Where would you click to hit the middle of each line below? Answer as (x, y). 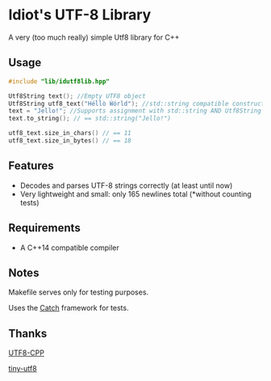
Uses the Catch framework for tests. (69, 308)
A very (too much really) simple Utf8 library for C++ (94, 37)
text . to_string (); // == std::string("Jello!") (90, 119)
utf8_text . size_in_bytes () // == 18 (70, 141)
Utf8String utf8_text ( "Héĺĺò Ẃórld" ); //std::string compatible (119, 104)
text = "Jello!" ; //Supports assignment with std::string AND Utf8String (135, 111)
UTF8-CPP (26, 353)
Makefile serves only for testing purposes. (79, 292)
